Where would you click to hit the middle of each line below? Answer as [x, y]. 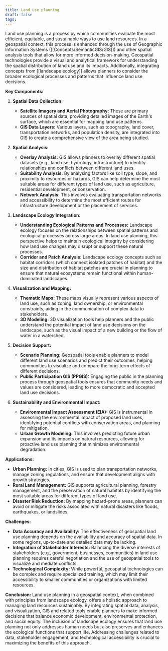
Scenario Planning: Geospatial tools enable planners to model [84, 355]
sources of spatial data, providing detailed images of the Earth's [86, 116]
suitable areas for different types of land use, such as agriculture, [88, 184]
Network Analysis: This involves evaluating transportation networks [91, 195]
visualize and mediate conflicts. [45, 564]
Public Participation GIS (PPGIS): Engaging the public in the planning [92, 376]
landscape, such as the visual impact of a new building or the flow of [91, 330]
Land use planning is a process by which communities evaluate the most [80, 34]
